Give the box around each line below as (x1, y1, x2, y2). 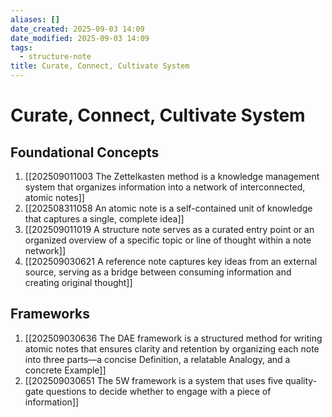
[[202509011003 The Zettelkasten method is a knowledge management (24, 171, 320, 182)
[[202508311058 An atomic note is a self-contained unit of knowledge (24, 202, 313, 214)
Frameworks (10, 306, 91, 323)
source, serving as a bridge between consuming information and (24, 266, 292, 278)
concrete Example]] (24, 364, 107, 376)
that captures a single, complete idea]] (24, 213, 185, 225)
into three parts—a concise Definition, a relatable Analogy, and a (24, 353, 291, 365)
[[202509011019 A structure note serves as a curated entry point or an (24, 224, 315, 235)
